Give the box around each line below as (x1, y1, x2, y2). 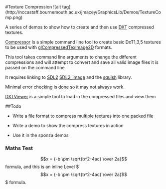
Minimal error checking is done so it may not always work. (5, 84, 125, 90)
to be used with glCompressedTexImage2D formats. (5, 44, 112, 50)
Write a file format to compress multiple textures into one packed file (12, 113, 154, 119)
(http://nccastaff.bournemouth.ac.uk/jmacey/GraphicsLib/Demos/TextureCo (5, 9, 161, 15)
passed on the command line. (5, 65, 66, 70)
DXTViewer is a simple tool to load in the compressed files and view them (5, 94, 156, 99)
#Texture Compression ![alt (5, 4, 61, 9)
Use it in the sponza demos (12, 132, 69, 138)
